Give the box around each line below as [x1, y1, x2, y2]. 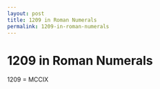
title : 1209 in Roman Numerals [7, 17, 97, 23]
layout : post [7, 10, 45, 17]
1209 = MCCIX [7, 75, 49, 83]
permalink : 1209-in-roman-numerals [7, 23, 110, 30]
